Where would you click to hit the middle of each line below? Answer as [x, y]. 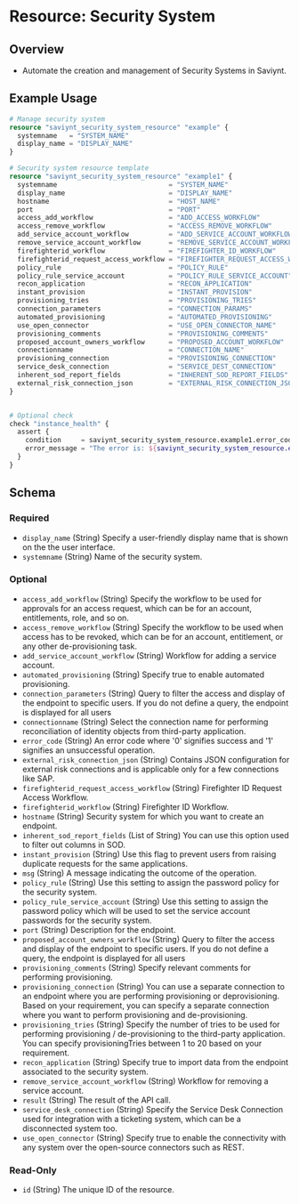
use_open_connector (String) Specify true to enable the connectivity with [154, 1137]
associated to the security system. [85, 1071]
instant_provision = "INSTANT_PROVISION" [135, 292]
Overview [37, 49]
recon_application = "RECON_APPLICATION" [135, 284]
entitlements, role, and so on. [75, 618]
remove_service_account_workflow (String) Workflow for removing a [145, 1081]
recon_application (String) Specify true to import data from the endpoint [155, 1062]
